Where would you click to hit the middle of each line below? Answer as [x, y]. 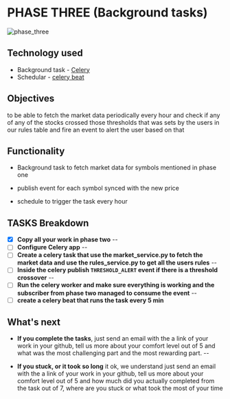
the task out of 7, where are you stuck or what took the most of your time [120, 388]
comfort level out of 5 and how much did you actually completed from [116, 381]
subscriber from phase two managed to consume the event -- [107, 293]
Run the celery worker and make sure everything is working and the [116, 285]
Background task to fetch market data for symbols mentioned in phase [117, 168]
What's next [34, 322]
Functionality [36, 151]
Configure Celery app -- [52, 247]
